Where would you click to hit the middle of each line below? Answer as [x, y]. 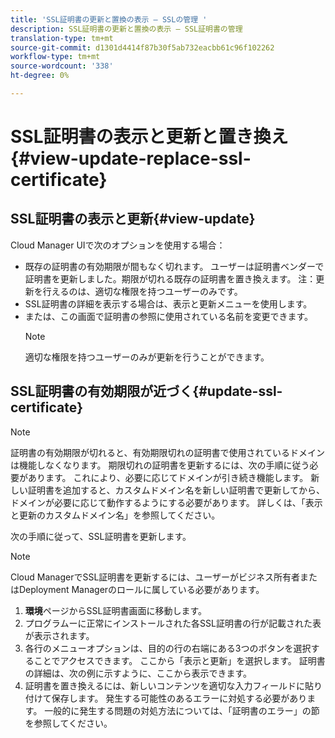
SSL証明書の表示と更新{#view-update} [133, 219]
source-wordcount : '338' [62, 66]
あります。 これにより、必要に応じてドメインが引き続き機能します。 [168, 477]
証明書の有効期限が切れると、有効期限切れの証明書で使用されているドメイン [168, 452]
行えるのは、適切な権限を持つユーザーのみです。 [142, 291]
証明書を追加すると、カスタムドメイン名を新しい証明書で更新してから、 [176, 490]
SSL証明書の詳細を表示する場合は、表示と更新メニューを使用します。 [168, 303]
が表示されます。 [59, 635]
